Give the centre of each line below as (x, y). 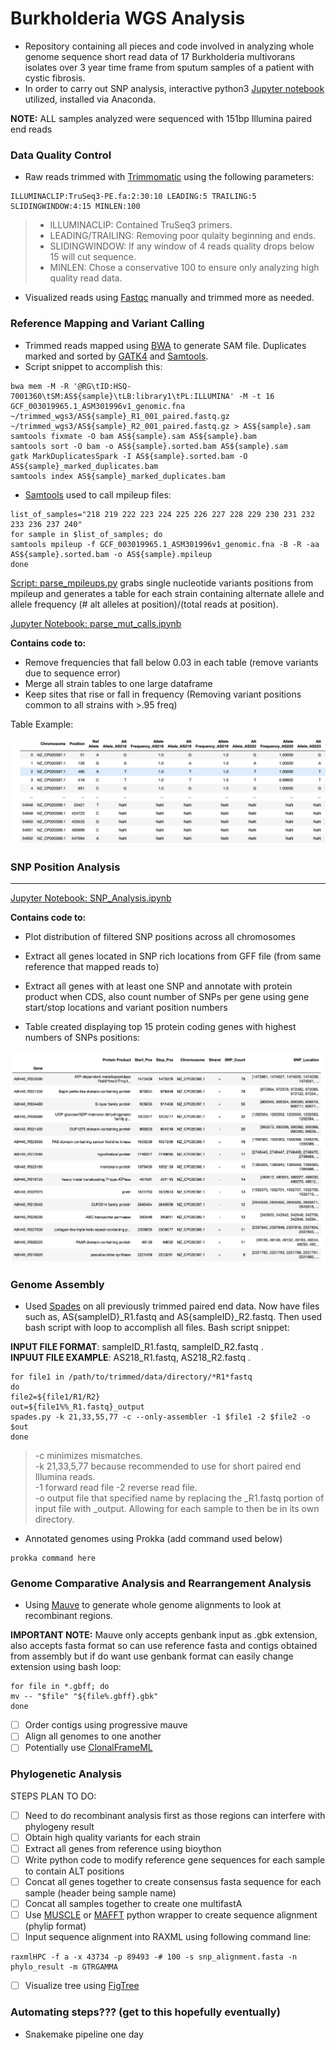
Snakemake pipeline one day (84, 2034)
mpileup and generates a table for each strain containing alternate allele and (167, 593)
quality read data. (86, 278)
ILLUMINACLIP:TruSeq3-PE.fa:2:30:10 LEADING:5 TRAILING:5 (133, 197)
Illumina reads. (65, 1476)
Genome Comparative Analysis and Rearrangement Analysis (161, 1583)
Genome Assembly (57, 1284)
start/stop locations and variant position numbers (126, 1008)
